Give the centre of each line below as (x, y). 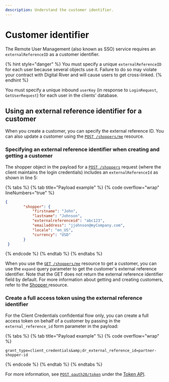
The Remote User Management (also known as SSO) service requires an (80, 49)
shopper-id (17, 355)
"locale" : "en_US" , (52, 230)
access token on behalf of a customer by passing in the (63, 320)
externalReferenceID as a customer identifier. (52, 54)
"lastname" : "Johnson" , (57, 216)
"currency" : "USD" (51, 235)
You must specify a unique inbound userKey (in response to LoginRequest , (81, 90)
